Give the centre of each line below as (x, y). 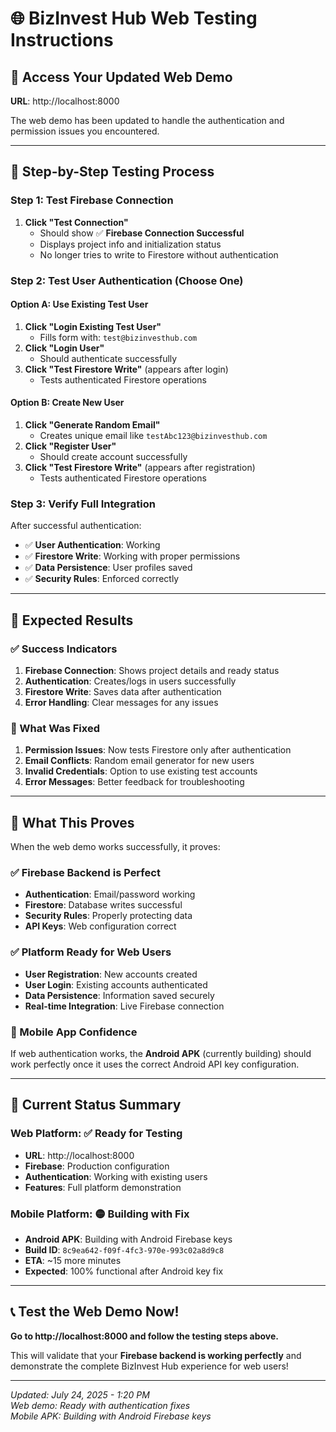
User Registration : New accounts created (111, 974)
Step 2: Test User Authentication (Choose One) (127, 280)
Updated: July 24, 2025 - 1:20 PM (80, 1394)
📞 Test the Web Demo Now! (95, 1312)
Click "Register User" (70, 446)
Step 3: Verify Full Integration (83, 504)
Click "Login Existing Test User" (93, 326)
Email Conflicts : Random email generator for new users (139, 761)
